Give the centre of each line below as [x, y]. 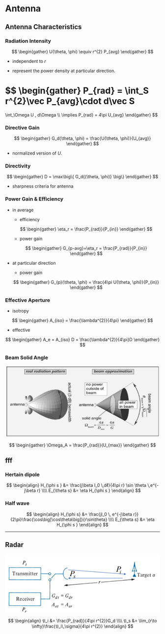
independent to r [29, 61]
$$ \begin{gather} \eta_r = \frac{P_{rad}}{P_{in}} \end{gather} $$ [86, 229]
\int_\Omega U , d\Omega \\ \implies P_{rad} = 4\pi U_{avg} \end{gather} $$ [82, 115]
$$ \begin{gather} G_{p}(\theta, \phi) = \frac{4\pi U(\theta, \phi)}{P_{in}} [86, 282]
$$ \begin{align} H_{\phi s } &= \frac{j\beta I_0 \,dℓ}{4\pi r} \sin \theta [76, 485]
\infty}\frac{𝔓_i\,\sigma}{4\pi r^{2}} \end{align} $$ [82, 626]
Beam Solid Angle [27, 357]
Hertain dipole [23, 475]
